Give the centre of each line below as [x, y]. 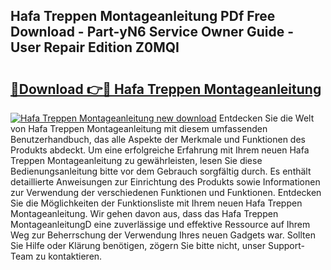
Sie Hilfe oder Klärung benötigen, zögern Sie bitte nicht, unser [138, 245]
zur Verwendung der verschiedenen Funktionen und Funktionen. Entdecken [166, 192]
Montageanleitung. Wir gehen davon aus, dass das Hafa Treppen [144, 213]
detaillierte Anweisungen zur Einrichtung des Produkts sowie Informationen [165, 182]
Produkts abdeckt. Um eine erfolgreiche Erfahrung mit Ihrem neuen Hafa [160, 150]
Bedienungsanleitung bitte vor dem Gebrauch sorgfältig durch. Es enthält [161, 171]
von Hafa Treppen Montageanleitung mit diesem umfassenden [139, 128]
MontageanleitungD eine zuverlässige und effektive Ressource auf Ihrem [160, 224]
